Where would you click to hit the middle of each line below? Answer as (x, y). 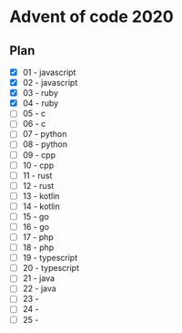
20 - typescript (51, 268)
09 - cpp (39, 155)
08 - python (45, 144)
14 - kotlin (41, 206)
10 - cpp (38, 165)
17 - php (38, 237)
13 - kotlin (41, 196)
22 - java (39, 288)
